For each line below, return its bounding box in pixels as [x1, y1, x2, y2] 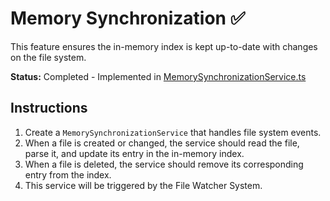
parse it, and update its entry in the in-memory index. [24, 147, 245, 159]
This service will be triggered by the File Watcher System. [24, 179, 263, 191]
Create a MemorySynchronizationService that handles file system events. [24, 126, 322, 138]
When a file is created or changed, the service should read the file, [24, 137, 300, 149]
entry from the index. [24, 168, 112, 181]
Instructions [10, 100, 88, 117]
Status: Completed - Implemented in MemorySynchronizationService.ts [10, 70, 307, 82]
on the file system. [10, 51, 87, 63]
